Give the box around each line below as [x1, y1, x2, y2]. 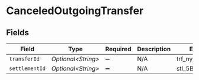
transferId [9, 56, 40, 62]
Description [137, 45, 171, 53]
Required [105, 45, 131, 53]
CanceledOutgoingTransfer [6, 4, 144, 18]
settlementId [9, 65, 46, 72]
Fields [6, 28, 30, 38]
